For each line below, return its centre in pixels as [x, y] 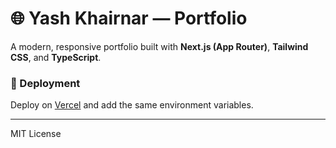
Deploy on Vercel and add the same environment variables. [132, 105]
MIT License [36, 134]
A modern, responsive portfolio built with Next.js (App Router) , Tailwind [159, 46]
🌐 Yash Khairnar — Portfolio [129, 18]
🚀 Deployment [45, 83]
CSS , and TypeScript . [56, 57]
